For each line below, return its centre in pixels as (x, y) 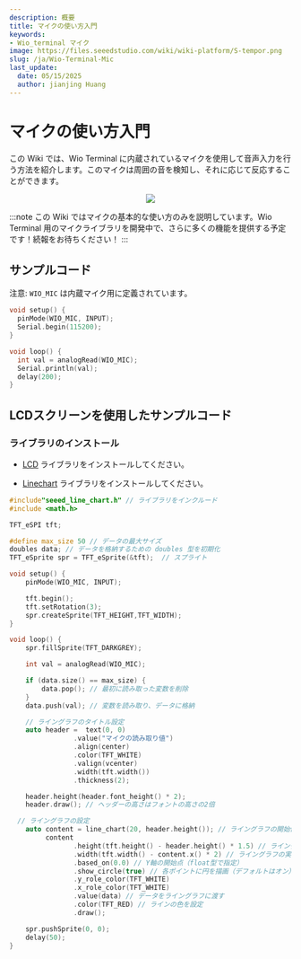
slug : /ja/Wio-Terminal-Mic (62, 59)
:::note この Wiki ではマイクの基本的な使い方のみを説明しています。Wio (141, 216)
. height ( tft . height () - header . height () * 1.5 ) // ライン (182, 846)
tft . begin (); (50, 598)
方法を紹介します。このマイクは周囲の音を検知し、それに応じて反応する (150, 169)
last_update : (34, 68)
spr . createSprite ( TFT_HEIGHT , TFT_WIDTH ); (103, 615)
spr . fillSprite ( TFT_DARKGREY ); (84, 648)
